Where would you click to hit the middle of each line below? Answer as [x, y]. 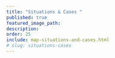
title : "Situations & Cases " [44, 12]
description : [23, 29]
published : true [27, 18]
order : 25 [19, 34]
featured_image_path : [34, 23]
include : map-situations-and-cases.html [58, 40]
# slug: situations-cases [39, 46]
